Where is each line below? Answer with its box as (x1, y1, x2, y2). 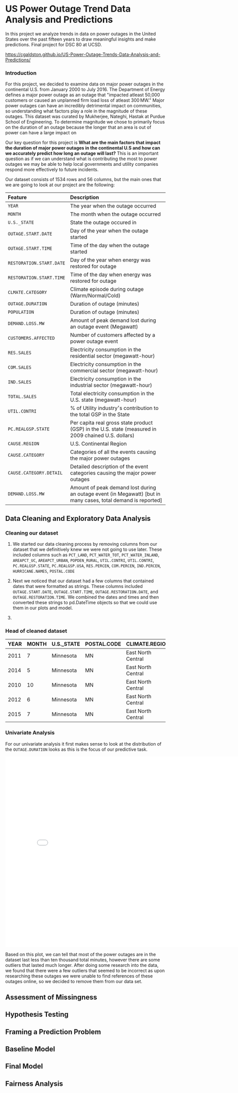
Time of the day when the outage (70, 242, 150, 249)
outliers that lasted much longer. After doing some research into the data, (5, 962, 159, 968)
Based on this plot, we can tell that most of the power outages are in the (5, 951, 156, 957)
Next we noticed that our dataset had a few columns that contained (12, 578, 154, 584)
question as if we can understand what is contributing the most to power (5, 156, 158, 162)
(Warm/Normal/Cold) (70, 292, 121, 299)
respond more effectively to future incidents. (5, 166, 99, 173)
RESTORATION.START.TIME (8, 275, 66, 281)
